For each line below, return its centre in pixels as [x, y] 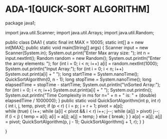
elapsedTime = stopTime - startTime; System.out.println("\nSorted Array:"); [83, 84]
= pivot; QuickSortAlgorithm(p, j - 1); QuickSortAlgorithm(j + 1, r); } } [75, 122]
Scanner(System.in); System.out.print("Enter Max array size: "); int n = [77, 53]
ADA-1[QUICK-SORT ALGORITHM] [77, 9]
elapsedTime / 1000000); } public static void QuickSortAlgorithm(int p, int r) [83, 100]
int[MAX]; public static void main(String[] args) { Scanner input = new [77, 47]
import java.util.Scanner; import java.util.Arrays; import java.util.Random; [80, 32]
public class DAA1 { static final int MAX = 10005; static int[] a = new [74, 42]
